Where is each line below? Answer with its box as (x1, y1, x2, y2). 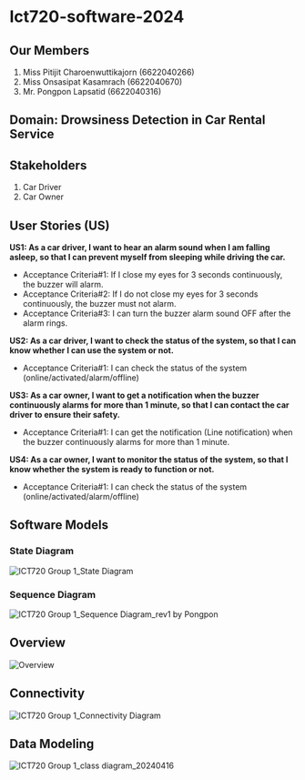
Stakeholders (9, 157, 87, 173)
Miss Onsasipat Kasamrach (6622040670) (22, 76, 183, 87)
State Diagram (9, 544, 75, 557)
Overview (9, 635, 66, 651)
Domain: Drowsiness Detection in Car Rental (9, 112, 266, 128)
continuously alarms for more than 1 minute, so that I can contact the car (9, 400, 290, 410)
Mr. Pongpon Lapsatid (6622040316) (22, 86, 162, 96)
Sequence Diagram (9, 588, 97, 601)
